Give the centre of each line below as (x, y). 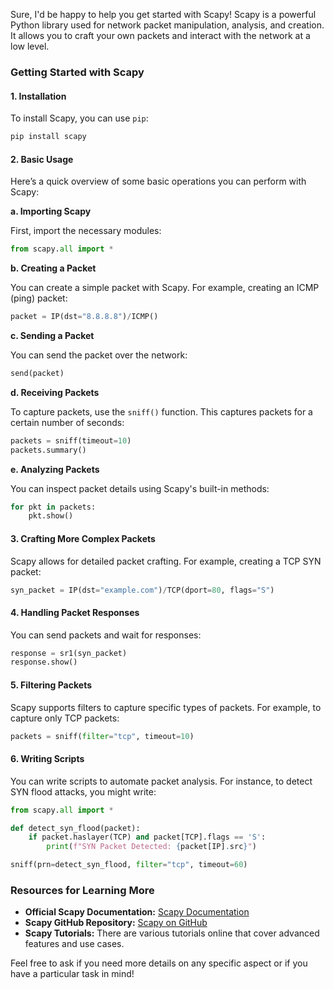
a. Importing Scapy (51, 211)
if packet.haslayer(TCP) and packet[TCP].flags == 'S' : (147, 837)
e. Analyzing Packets (55, 469)
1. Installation (38, 96)
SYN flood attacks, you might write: (83, 791)
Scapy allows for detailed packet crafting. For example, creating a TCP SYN (166, 561)
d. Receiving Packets (55, 392)
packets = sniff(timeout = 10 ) (71, 440)
